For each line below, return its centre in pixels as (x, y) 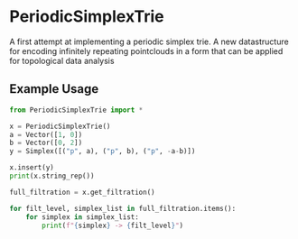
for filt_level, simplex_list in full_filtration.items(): (123, 208)
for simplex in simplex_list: (83, 217)
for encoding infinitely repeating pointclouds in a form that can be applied (146, 51)
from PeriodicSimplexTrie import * (76, 110)
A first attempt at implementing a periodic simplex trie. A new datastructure (149, 41)
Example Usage (54, 89)
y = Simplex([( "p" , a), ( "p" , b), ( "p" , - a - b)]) (102, 152)
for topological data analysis (62, 60)
